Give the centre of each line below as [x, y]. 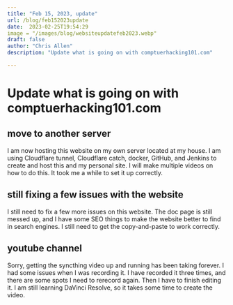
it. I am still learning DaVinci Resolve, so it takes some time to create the [110, 288]
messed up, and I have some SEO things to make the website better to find [114, 219]
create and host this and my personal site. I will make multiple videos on [110, 165]
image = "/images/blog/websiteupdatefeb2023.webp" [82, 33]
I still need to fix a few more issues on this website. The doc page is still [110, 211]
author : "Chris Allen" [40, 46]
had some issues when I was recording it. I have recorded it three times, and [116, 272]
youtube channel [45, 248]
